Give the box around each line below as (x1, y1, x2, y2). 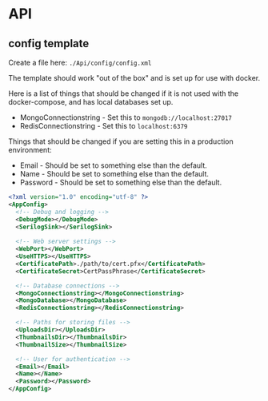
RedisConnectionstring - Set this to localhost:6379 (19, 121, 188, 130)
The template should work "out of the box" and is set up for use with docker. (8, 73, 261, 82)
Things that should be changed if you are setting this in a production (8, 137, 234, 146)
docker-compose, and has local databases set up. (8, 97, 174, 106)
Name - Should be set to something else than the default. (19, 169, 210, 178)
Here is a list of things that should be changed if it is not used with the (8, 89, 238, 98)
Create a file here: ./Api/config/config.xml (8, 58, 152, 67)
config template (8, 37, 90, 50)
